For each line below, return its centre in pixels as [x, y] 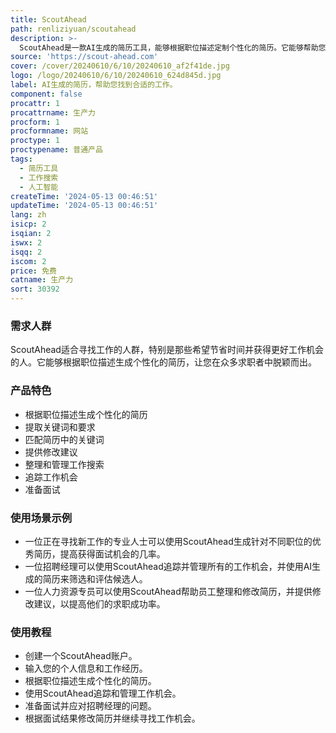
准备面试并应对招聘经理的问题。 [90, 706]
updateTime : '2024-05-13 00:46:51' [84, 206]
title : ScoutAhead [48, 19]
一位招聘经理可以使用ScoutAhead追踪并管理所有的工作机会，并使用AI [168, 566]
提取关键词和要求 [60, 427]
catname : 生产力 [42, 280]
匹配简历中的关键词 [64, 439]
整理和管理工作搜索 [64, 464]
